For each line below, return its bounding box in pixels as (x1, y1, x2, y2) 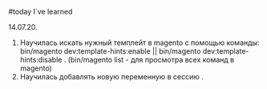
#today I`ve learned (8, 7, 73, 16)
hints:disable (19, 55, 63, 64)
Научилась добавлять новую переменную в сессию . (19, 72, 204, 81)
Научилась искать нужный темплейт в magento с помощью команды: (19, 38, 260, 47)
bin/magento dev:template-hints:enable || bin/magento (19, 47, 201, 55)
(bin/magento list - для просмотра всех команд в (67, 55, 235, 64)
